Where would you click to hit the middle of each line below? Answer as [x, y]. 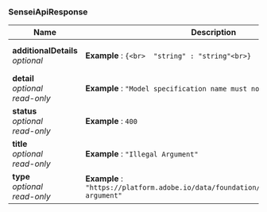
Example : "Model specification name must [166, 88]
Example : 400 [111, 121]
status [25, 111]
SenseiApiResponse [48, 12]
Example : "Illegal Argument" [142, 154]
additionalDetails [45, 51]
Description [213, 33]
